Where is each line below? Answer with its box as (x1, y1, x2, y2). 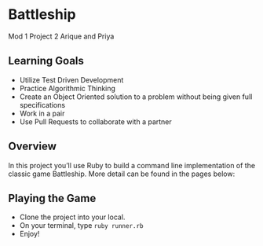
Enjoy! (19, 229, 40, 239)
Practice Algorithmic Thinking (19, 83, 116, 93)
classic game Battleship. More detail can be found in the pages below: (8, 169, 236, 178)
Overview (8, 140, 57, 153)
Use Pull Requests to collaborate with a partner (19, 116, 173, 127)
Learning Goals (8, 54, 85, 68)
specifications (19, 100, 65, 109)
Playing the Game (8, 191, 97, 205)
